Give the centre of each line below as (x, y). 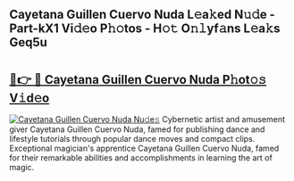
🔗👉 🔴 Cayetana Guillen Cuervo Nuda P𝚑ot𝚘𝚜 (138, 79)
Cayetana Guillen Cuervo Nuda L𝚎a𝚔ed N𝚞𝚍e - (142, 15)
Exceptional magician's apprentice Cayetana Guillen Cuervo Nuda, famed (144, 148)
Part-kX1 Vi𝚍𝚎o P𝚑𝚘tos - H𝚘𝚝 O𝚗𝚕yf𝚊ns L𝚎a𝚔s (145, 29)
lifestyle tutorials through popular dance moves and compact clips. (132, 139)
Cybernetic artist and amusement (224, 119)
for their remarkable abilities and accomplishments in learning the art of (141, 158)
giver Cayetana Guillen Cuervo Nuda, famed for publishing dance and (137, 129)
